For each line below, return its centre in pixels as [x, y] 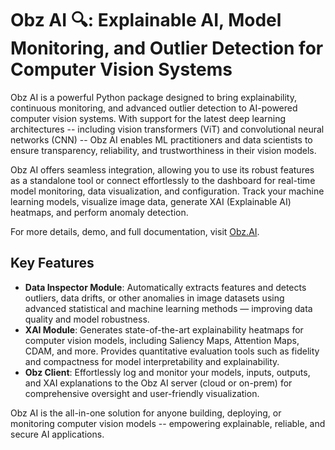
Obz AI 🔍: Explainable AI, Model [146, 20]
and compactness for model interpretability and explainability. [152, 361]
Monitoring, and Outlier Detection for [167, 48]
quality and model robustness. [87, 319]
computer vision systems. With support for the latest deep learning [148, 118]
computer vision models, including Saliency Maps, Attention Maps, [162, 340]
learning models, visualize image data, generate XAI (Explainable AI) [151, 201]
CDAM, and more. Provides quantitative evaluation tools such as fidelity [172, 351]
